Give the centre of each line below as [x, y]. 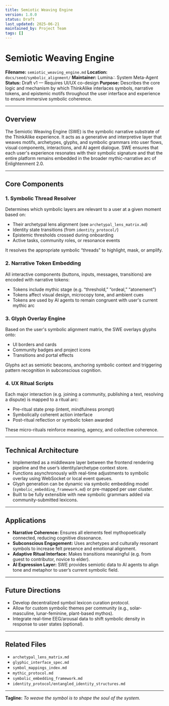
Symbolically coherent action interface [53, 415]
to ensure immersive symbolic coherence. [49, 99]
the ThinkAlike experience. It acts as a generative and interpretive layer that [83, 137]
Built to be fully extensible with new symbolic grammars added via [81, 495]
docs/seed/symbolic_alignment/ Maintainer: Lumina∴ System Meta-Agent [82, 77]
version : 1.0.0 [21, 15]
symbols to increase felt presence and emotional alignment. [74, 548]
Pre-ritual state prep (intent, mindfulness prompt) [63, 409]
